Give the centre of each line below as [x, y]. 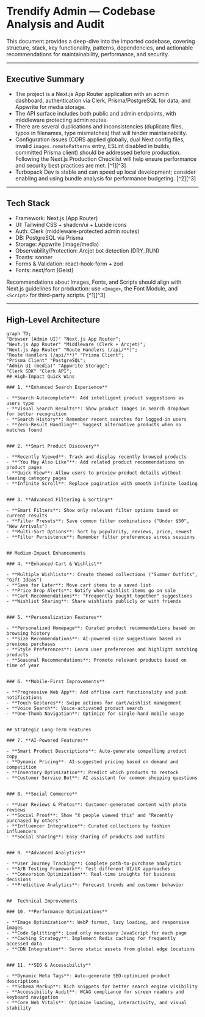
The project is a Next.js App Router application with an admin [92, 94]
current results [27, 516]
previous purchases [31, 644]
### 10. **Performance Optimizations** [57, 912]
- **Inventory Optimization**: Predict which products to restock [92, 773]
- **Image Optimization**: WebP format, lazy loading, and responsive [98, 923]
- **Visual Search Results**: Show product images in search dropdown [98, 409]
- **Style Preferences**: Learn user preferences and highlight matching [102, 649]
